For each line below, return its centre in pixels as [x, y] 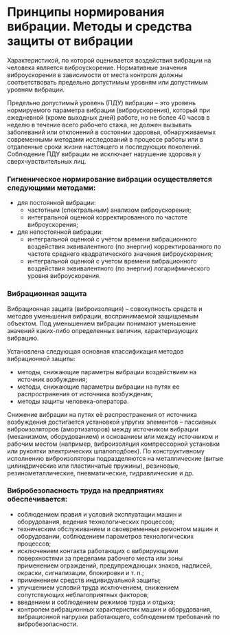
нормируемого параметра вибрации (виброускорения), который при [109, 110]
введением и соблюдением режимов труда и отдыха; [96, 602]
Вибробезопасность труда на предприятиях [85, 491]
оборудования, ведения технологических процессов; [96, 521]
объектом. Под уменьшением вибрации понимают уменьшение [102, 323]
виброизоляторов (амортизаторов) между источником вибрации [103, 429]
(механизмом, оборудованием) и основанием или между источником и [113, 436]
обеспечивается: [37, 499]
